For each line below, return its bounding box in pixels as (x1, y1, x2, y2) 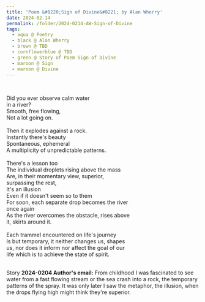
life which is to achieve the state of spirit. (6, 251, 110, 258)
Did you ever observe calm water (6, 94, 90, 102)
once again (6, 205, 35, 213)
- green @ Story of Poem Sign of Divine (12, 55, 116, 61)
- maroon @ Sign (12, 60, 53, 66)
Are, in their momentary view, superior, (6, 173, 104, 180)
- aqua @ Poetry (12, 32, 53, 38)
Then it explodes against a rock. (6, 127, 88, 135)
